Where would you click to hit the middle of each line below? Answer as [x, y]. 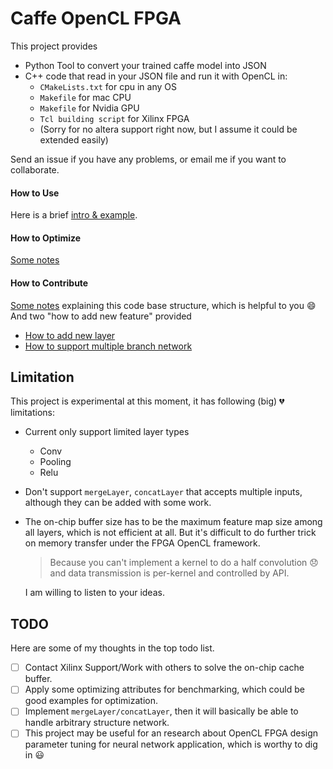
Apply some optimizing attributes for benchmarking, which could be [164, 689]
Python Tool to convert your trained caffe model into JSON [145, 65]
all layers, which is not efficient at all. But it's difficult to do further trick [170, 533]
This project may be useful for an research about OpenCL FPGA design [171, 733]
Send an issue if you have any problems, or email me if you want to [148, 159]
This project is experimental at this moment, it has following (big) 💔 [147, 401]
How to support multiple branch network [108, 346]
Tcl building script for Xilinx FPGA [114, 118]
